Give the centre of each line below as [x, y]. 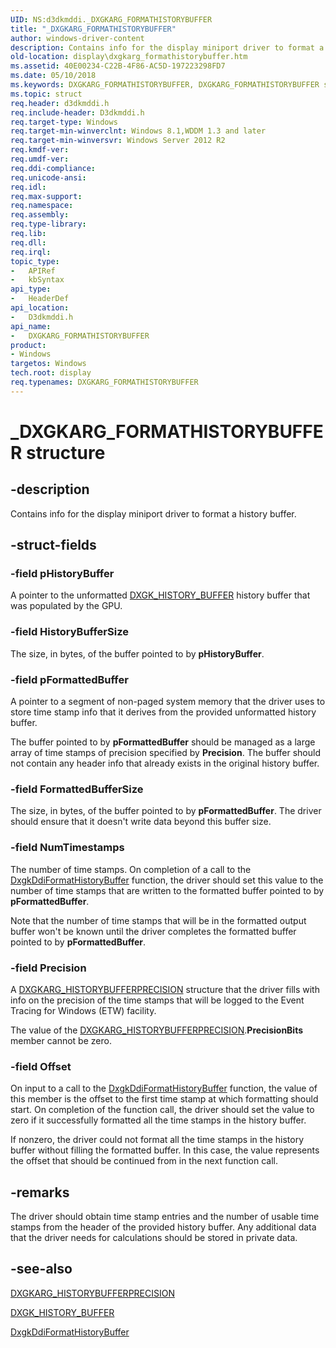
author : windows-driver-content [77, 38]
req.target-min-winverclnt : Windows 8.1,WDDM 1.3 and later [138, 131]
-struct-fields [53, 545]
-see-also [41, 1269]
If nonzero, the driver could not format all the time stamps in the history [157, 1140]
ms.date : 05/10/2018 [53, 76]
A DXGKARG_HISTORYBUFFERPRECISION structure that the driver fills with [165, 989]
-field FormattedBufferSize [77, 789]
